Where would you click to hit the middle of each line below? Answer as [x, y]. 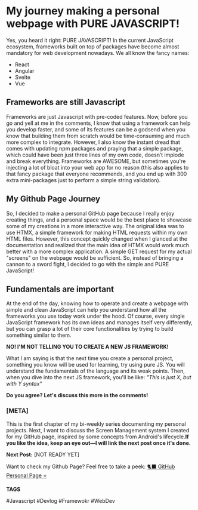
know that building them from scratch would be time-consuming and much [98, 136]
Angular [24, 70]
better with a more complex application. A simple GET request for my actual [99, 251]
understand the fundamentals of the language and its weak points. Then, [95, 371]
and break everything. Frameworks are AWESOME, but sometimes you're [96, 161]
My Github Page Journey [53, 199]
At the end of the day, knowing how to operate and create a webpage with [97, 303]
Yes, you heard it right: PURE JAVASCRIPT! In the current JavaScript [90, 40]
